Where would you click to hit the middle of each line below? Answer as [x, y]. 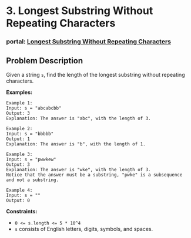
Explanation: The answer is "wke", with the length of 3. [78, 169]
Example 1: [19, 103]
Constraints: [22, 211]
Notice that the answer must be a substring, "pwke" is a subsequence [94, 175]
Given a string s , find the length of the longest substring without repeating [95, 74]
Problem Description [45, 61]
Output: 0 [18, 200]
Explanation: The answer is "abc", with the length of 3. [78, 118]
